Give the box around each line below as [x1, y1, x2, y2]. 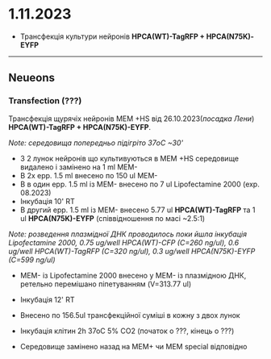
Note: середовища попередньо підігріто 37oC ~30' [8, 138, 184, 148]
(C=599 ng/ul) [8, 255, 56, 265]
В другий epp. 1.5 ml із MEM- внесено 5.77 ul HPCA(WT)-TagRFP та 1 [19, 205, 256, 215]
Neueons [8, 71, 55, 85]
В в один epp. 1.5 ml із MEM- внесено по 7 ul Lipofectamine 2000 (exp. [19, 179, 260, 189]
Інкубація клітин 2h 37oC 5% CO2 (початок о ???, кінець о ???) [19, 326, 235, 336]
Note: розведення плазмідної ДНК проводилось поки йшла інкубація [8, 229, 248, 239]
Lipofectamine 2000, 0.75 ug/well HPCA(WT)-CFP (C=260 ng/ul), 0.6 [8, 237, 240, 247]
